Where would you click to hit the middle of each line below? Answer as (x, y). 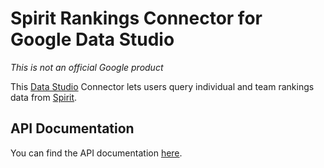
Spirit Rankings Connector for (136, 18)
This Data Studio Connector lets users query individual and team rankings (162, 86)
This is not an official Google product (87, 67)
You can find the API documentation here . (96, 153)
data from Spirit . (44, 97)
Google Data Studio (92, 39)
